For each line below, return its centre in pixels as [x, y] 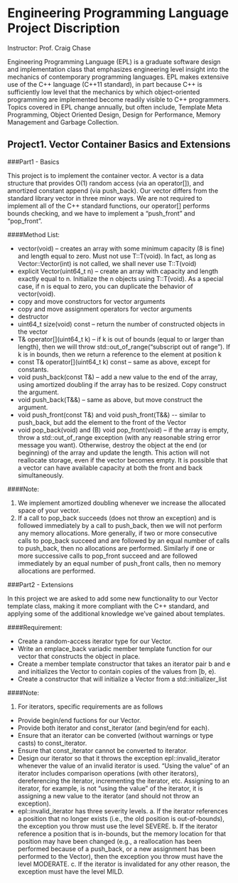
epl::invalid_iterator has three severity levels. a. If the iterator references [123, 811]
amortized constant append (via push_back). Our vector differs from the [113, 191]
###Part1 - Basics [33, 162]
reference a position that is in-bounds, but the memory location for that [121, 833]
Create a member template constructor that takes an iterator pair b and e [124, 664]
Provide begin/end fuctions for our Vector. [79, 720]
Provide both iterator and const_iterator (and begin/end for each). [113, 728]
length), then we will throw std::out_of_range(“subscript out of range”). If [124, 347]
